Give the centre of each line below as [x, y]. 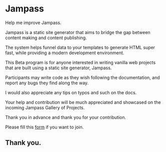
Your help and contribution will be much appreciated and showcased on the [83, 102]
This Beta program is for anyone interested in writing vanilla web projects [80, 62]
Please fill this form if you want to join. [44, 127]
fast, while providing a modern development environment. [65, 53]
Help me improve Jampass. [33, 23]
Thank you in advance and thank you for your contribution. [66, 117]
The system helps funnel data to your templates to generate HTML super [80, 47]
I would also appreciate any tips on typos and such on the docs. [71, 92]
